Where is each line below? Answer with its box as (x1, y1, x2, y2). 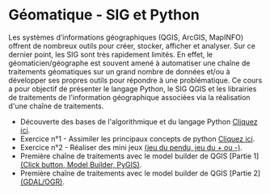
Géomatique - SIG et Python (8, 6, 200, 24)
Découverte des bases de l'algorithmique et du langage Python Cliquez (19, 116, 258, 126)
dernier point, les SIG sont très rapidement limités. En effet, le (8, 49, 213, 59)
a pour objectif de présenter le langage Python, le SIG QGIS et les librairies (8, 83, 257, 94)
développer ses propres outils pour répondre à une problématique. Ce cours (8, 75, 263, 85)
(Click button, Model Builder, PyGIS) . (19, 159, 142, 169)
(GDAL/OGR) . (19, 176, 65, 187)
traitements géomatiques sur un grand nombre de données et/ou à (8, 66, 230, 76)
